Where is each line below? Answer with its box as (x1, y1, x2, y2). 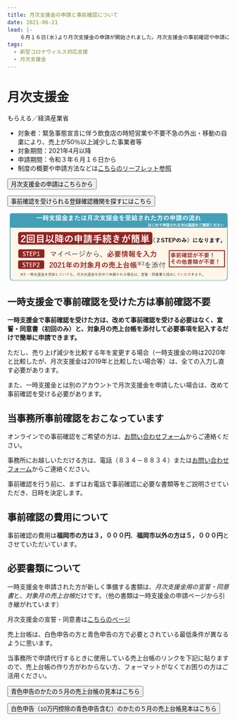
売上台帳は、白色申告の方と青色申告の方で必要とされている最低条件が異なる (7, 630, 229, 638)
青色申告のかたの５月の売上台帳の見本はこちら (11, 688, 141, 696)
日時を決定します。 (31, 489, 87, 497)
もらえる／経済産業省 (7, 113, 69, 122)
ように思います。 (7, 639, 56, 647)
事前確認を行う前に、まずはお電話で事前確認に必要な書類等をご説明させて (7, 480, 223, 488)
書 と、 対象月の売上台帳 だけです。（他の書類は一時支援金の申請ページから (7, 591, 219, 599)
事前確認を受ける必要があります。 (7, 390, 105, 398)
